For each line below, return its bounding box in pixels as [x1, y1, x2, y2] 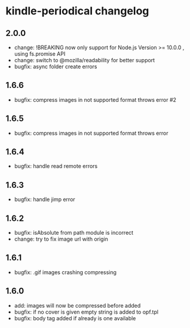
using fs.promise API [14, 50, 66, 57]
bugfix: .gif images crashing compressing [14, 268, 117, 276]
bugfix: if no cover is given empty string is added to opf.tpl [14, 308, 159, 315]
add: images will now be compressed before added [14, 302, 141, 309]
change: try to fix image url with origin [14, 235, 109, 243]
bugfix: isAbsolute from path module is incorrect [14, 229, 134, 236]
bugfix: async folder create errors [14, 63, 97, 70]
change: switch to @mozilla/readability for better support [14, 57, 155, 63]
